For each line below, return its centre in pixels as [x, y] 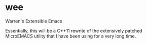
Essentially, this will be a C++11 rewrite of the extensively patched [74, 30]
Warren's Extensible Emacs [34, 21]
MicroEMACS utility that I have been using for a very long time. [71, 36]
